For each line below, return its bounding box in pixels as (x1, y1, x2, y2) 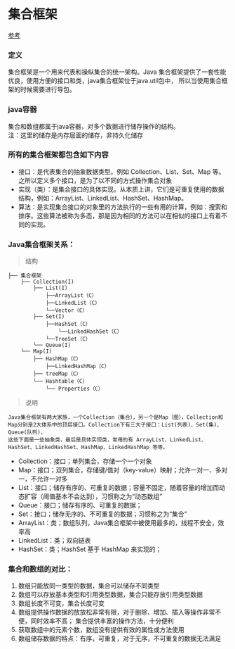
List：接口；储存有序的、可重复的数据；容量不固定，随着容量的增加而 (18, 484, 220, 492)
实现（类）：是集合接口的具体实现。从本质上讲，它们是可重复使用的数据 (18, 184, 224, 194)
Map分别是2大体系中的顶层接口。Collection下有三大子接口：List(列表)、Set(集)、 (8, 422, 223, 429)
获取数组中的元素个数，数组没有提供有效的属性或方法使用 (18, 626, 184, 634)
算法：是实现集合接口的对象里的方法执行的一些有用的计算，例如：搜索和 (18, 202, 227, 211)
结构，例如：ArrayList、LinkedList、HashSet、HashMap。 (18, 194, 188, 202)
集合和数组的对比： (8, 565, 73, 574)
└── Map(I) (20, 348, 53, 355)
